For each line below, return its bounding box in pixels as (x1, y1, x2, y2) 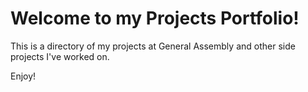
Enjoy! (10, 70, 37, 82)
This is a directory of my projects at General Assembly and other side (10, 40, 296, 52)
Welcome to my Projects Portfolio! (10, 7, 300, 30)
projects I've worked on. (10, 50, 110, 62)
